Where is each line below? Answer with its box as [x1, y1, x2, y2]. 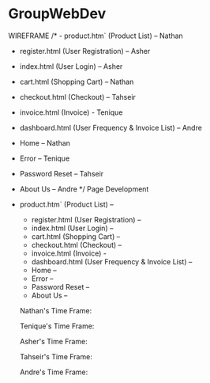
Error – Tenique [19, 154, 70, 163]
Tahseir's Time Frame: [19, 351, 92, 361]
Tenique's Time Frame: [19, 321, 95, 331]
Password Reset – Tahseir [19, 169, 104, 178]
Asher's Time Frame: [19, 336, 88, 346]
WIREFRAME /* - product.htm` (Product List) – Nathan [8, 31, 183, 40]
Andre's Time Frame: [19, 367, 88, 377]
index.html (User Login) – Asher [19, 61, 123, 71]
